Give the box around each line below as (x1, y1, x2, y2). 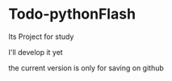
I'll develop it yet (8, 47, 63, 57)
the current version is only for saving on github (8, 62, 164, 73)
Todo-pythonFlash (8, 5, 136, 23)
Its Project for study (8, 32, 74, 41)
